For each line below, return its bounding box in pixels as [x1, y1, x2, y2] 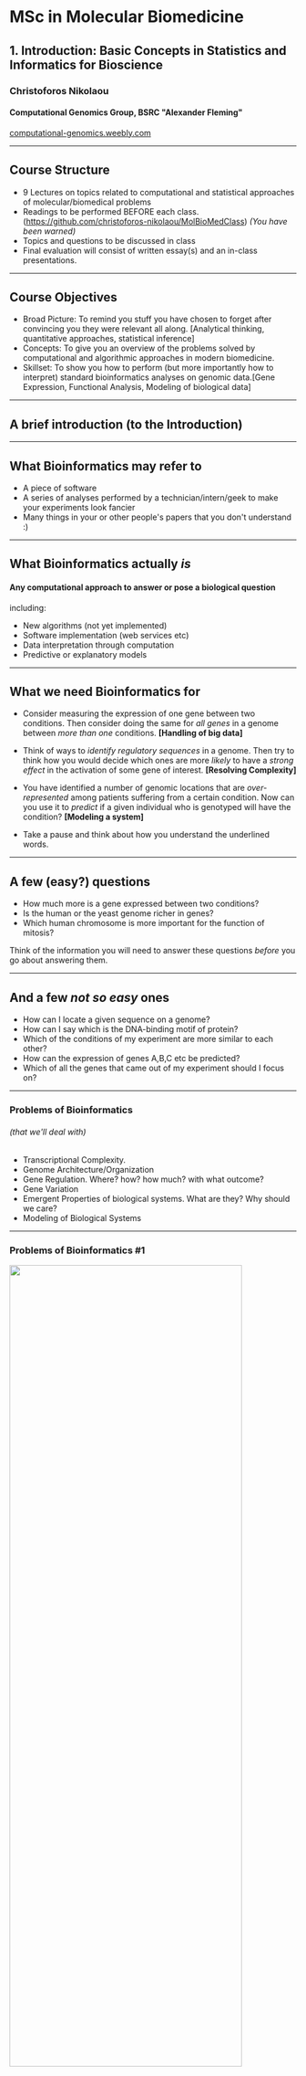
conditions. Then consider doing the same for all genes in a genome [22, 718, 280, 729]
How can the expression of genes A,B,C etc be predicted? [22, 1052, 240, 1063]
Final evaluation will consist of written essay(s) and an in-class [22, 245, 258, 256]
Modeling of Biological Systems [22, 1213, 142, 1224]
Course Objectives [9, 290, 118, 305]
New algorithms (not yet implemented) [22, 619, 168, 631]
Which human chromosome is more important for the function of [22, 918, 266, 929]
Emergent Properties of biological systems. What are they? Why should [22, 1194, 291, 1205]
